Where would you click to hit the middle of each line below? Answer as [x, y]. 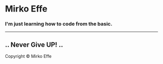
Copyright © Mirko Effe [28, 56]
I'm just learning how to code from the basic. [59, 24]
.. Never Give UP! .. [34, 45]
